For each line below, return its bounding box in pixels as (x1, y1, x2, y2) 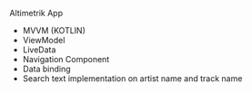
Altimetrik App (9, 8, 64, 18)
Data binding (22, 63, 71, 74)
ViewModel (22, 35, 66, 45)
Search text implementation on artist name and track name (22, 73, 243, 84)
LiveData (22, 44, 56, 55)
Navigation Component (22, 54, 110, 64)
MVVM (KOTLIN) (22, 25, 86, 35)
